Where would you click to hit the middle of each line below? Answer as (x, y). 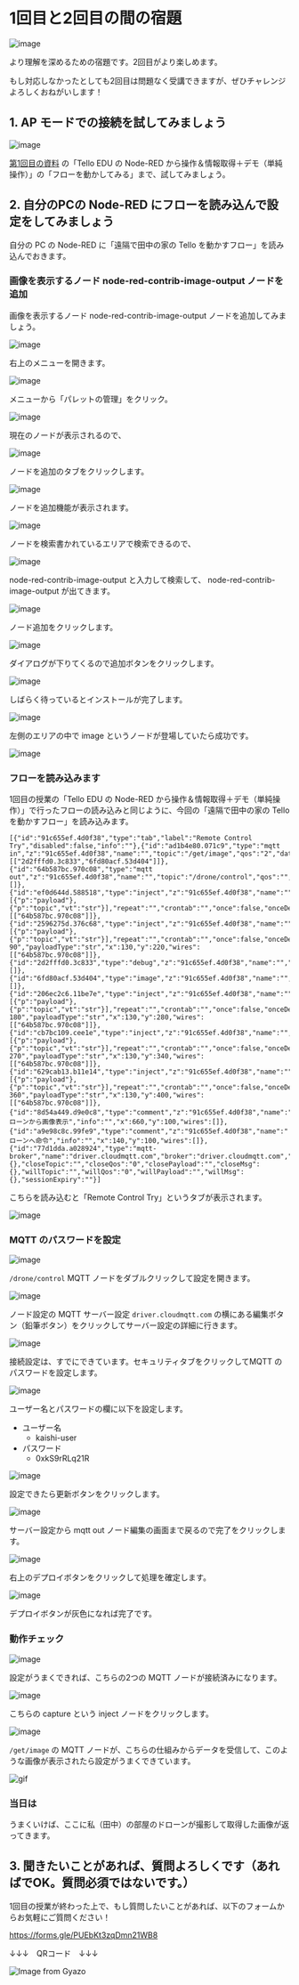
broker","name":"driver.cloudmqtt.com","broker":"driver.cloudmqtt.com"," (151, 1157)
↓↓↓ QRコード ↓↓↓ (54, 1953)
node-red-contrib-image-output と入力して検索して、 (108, 579)
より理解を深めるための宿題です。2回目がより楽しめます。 (116, 61)
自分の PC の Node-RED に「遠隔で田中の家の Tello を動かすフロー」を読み (147, 245)
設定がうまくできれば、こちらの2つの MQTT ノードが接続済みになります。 (145, 1677)
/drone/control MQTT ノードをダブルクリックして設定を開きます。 (132, 1278)
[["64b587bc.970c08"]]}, (55, 1103)
